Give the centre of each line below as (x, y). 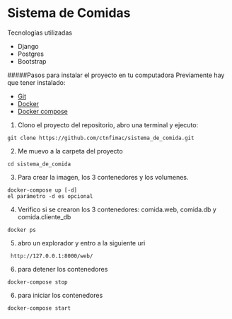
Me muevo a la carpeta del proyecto (70, 151)
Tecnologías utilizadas (40, 33)
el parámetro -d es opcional (50, 196)
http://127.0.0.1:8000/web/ (52, 256)
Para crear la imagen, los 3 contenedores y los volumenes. (103, 177)
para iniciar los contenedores (60, 295)
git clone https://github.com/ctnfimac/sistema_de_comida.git (101, 138)
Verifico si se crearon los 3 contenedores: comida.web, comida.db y (117, 209)
